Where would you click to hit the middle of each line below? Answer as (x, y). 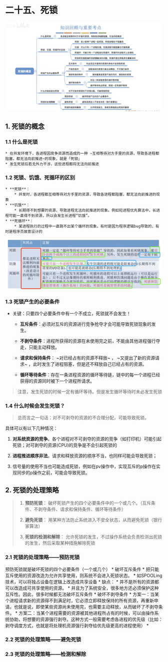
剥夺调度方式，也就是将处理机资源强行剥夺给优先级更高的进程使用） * (77, 625)
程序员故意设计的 (27, 232)
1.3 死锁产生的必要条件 (32, 302)
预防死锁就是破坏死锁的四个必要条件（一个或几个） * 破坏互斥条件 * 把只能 (82, 569)
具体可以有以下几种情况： (31, 428)
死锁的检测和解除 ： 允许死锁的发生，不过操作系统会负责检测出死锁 (93, 537)
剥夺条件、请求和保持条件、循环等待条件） (82, 509)
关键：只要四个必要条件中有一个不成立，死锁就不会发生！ (71, 314)
